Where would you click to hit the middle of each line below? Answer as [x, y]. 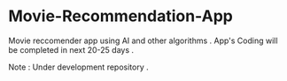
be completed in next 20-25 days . [71, 49]
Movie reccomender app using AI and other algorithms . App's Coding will [143, 40]
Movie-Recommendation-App [121, 16]
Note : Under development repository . [78, 67]
